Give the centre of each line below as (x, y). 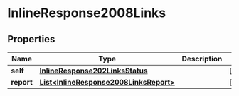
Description (202, 59)
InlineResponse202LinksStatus (94, 71)
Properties (31, 39)
